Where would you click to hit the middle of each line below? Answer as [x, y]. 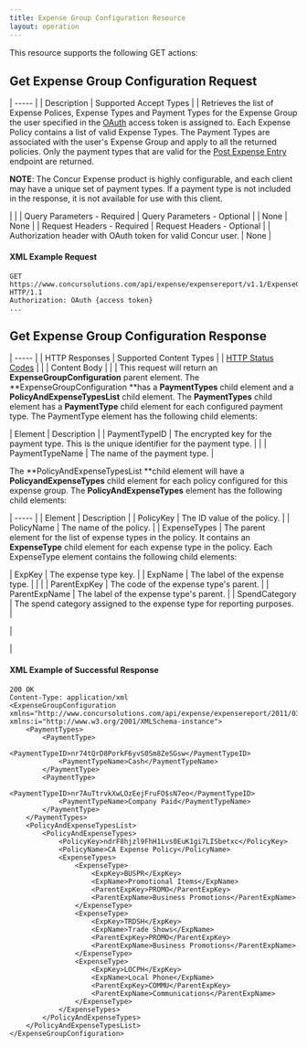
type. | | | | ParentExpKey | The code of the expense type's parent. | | [139, 584]
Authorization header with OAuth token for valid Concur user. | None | [141, 236]
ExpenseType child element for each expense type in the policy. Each [141, 547]
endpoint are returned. [52, 162]
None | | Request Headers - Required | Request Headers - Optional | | [140, 226]
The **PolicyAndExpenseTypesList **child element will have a [127, 471]
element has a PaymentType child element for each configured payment [146, 407]
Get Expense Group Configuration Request [133, 81]
